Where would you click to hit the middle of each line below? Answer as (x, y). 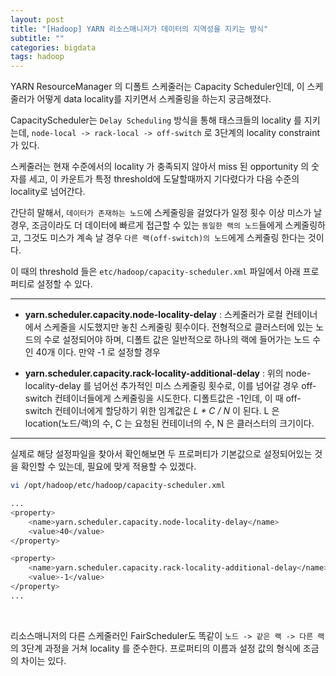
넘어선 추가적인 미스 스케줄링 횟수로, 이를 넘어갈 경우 (196, 386)
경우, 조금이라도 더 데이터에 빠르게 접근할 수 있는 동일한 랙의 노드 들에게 (146, 225)
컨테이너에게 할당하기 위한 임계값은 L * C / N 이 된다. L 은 (167, 411)
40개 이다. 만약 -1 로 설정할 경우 (98, 352)
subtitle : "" (37, 38)
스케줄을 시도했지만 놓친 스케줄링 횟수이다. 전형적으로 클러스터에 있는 (178, 327)
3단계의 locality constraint (267, 133)
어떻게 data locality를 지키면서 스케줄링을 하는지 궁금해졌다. (154, 99)
